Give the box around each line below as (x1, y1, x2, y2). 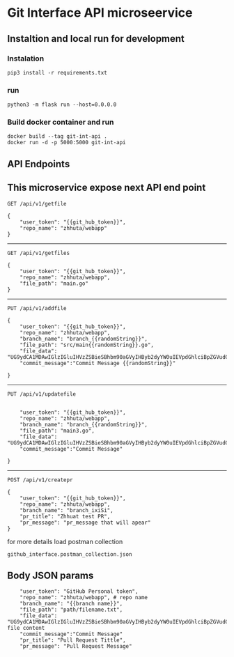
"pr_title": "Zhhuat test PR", (19, 513, 111, 520)
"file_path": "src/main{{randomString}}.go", (19, 341, 155, 348)
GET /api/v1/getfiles (7, 249, 70, 256)
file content (7, 625, 45, 632)
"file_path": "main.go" (19, 280, 89, 287)
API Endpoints (7, 158, 70, 170)
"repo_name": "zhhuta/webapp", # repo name (19, 594, 148, 601)
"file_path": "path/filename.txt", (19, 606, 123, 614)
